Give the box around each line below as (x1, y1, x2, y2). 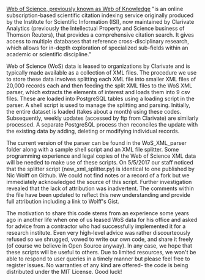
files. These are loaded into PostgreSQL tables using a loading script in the (6, 95, 195, 102)
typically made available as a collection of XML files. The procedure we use (6, 69, 197, 76)
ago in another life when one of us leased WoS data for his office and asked (6, 216, 198, 223)
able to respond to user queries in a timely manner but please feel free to (6, 255, 190, 262)
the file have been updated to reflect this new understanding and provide (6, 191, 191, 198)
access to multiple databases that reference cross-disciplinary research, (6, 38, 190, 45)
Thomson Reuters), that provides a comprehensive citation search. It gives (6, 31, 195, 39)
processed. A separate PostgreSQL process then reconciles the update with (6, 121, 198, 128)
